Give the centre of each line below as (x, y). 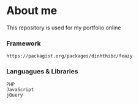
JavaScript (20, 89)
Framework (24, 43)
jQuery (15, 95)
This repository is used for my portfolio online (64, 28)
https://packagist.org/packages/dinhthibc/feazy (69, 56)
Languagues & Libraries (42, 72)
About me (32, 11)
